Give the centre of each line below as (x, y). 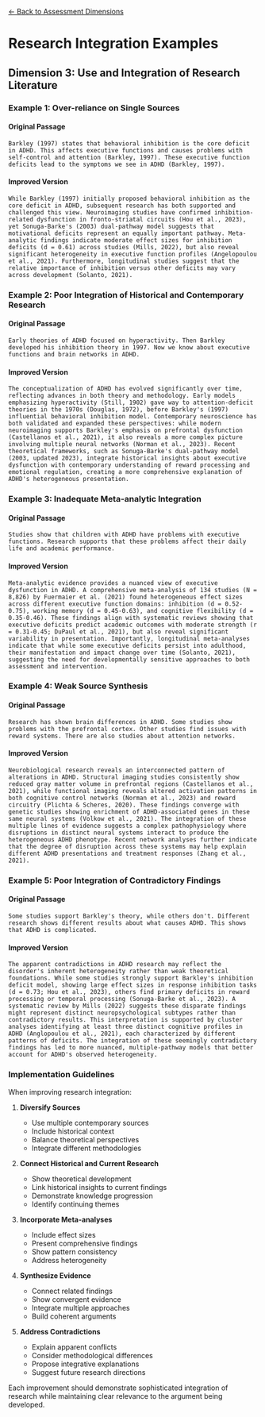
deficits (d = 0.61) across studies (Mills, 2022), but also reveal (124, 247)
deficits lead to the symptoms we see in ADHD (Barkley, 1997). (117, 164)
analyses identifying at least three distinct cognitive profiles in (126, 1027)
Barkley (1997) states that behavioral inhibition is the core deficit (129, 143)
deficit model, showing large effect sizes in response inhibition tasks (133, 985)
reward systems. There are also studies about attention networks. (122, 736)
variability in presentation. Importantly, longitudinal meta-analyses (129, 638)
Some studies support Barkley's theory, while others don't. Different (129, 916)
